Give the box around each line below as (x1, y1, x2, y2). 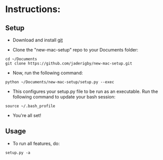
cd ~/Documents (5, 57, 37, 62)
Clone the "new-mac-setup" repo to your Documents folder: (12, 47, 138, 52)
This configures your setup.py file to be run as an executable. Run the (12, 88, 158, 94)
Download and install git (12, 37, 63, 43)
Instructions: (5, 4, 61, 15)
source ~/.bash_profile (5, 103, 56, 109)
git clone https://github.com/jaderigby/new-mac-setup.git (5, 61, 133, 66)
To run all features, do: (12, 140, 60, 146)
